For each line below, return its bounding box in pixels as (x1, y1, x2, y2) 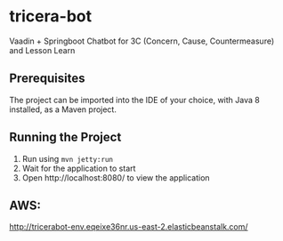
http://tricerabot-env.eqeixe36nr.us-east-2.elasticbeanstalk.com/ (9, 221, 248, 232)
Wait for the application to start (21, 163, 136, 173)
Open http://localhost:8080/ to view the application (21, 172, 211, 183)
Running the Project (9, 130, 122, 145)
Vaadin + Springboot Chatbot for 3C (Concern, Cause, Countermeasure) (9, 36, 275, 46)
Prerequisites (9, 71, 85, 86)
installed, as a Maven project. (9, 104, 117, 115)
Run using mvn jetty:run (21, 153, 114, 164)
